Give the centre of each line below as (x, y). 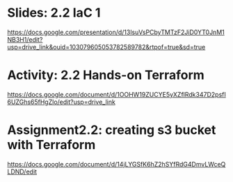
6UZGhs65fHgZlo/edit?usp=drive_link (62, 102)
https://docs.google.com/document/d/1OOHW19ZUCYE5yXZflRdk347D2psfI (116, 94)
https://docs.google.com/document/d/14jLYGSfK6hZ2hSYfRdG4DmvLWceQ (116, 164)
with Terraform (51, 145)
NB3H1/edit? (25, 39)
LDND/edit (22, 172)
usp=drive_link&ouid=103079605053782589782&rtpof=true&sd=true (106, 47)
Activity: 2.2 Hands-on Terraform (106, 75)
